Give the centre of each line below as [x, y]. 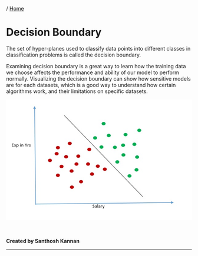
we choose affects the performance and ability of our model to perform [93, 72]
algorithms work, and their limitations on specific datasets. [77, 91]
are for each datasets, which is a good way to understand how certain [91, 85]
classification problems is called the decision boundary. [74, 55]
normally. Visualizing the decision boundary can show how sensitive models [99, 78]
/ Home [15, 9]
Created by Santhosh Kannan [43, 241]
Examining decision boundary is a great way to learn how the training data [96, 66]
